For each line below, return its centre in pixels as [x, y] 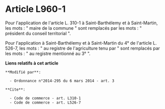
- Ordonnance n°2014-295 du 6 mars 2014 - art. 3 [62, 81]
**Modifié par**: [23, 72]
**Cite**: [15, 89]
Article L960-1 [36, 9]
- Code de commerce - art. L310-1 [45, 98]
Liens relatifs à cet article [32, 63]
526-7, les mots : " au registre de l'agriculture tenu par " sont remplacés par [82, 48]
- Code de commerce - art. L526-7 [45, 103]
